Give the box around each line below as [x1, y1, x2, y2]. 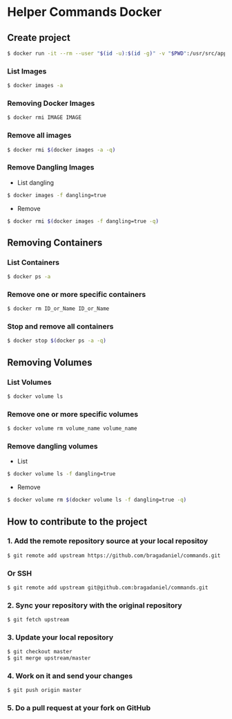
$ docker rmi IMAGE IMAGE [7, 114, 81, 121]
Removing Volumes [7, 356, 93, 368]
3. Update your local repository [7, 632, 114, 642]
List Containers [7, 257, 60, 267]
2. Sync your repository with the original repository [7, 600, 182, 610]
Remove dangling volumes [7, 442, 98, 450]
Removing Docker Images [7, 98, 95, 108]
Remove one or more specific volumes [7, 409, 139, 419]
